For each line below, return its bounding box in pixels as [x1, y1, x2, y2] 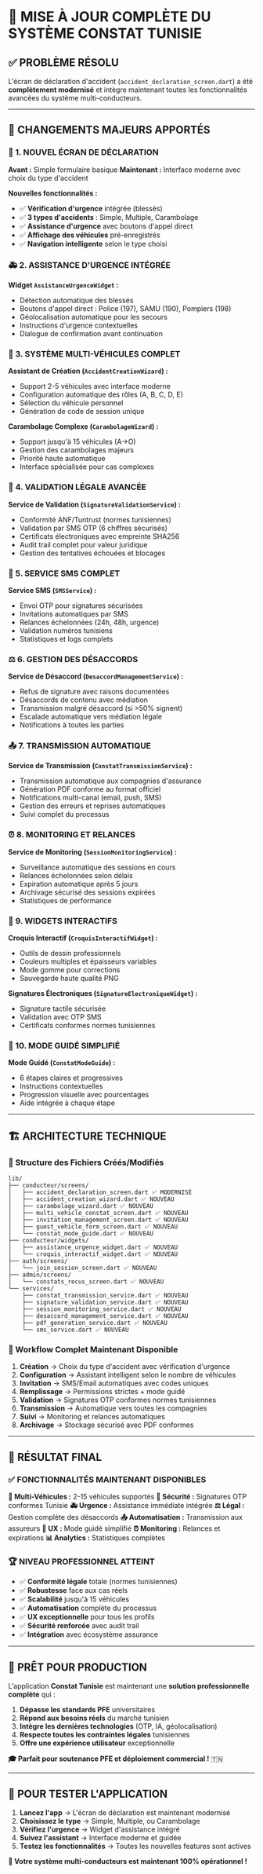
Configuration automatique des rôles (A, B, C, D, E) [19, 390, 184, 400]
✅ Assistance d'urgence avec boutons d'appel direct [19, 221, 193, 231]
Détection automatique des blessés [19, 295, 134, 305]
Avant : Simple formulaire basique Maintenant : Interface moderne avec [8, 165, 241, 174]
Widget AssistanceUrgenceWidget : [8, 280, 119, 290]
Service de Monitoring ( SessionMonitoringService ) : [8, 847, 178, 856]
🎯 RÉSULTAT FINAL [8, 1450, 103, 1464]
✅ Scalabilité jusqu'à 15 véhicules [19, 1594, 130, 1604]
